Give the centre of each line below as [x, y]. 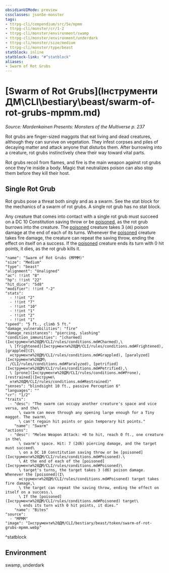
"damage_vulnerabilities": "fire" [42, 328]
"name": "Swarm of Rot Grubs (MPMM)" [45, 258]
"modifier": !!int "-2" [30, 289]
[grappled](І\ [20, 351]
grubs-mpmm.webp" [23, 528]
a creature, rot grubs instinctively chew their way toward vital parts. [75, 153]
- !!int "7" [22, 302]
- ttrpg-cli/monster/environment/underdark [52, 38]
